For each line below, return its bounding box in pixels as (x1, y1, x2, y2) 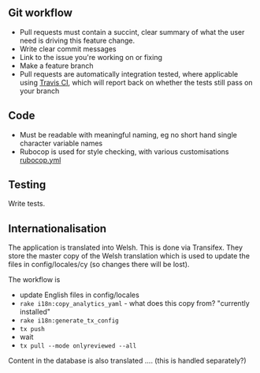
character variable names (19, 138, 103, 148)
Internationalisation (8, 221, 107, 235)
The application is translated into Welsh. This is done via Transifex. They (8, 243, 243, 252)
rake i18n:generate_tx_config (19, 317, 120, 325)
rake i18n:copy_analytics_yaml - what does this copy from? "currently (19, 299, 250, 308)
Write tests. (8, 199, 46, 209)
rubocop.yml (19, 155, 61, 164)
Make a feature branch (19, 61, 94, 70)
